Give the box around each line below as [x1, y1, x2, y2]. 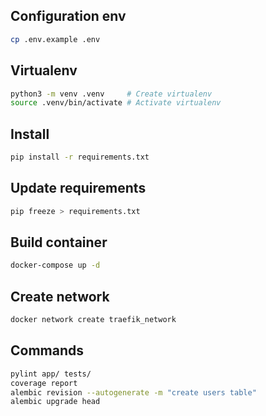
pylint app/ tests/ [10, 369, 92, 379]
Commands [10, 342, 85, 359]
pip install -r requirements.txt [10, 152, 150, 163]
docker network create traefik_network [10, 315, 177, 325]
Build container [10, 234, 108, 251]
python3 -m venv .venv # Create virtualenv [10, 89, 213, 99]
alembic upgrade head [10, 397, 101, 407]
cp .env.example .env [10, 34, 101, 44]
